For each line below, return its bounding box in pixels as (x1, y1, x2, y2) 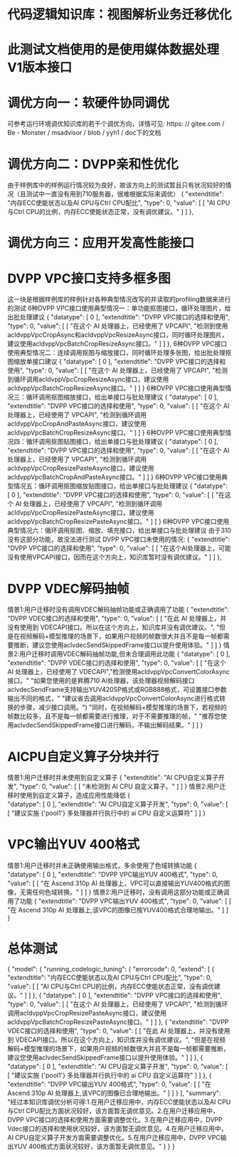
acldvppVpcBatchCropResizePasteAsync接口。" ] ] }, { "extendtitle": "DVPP (7, 1018, 229, 1026)
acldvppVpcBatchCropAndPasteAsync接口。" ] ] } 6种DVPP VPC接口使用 (7, 473, 222, 481)
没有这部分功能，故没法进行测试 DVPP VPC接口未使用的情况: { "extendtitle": (7, 535, 230, 544)
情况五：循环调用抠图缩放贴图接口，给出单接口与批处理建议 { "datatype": (13, 481, 228, 491)
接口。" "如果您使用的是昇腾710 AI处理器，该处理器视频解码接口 (7, 676, 195, 685)
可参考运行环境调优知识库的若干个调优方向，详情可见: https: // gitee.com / (7, 119, 225, 128)
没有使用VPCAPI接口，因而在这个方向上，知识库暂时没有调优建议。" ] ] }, (7, 553, 222, 562)
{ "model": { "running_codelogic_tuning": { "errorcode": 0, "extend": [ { (7, 965, 215, 974)
